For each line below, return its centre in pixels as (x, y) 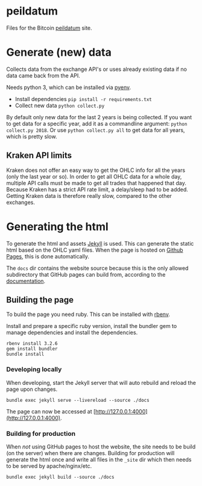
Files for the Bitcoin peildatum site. (49, 28)
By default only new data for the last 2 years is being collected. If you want (99, 117)
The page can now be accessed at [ (51, 411)
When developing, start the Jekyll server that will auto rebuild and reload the (101, 383)
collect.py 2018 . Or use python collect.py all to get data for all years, (96, 130)
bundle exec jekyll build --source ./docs (60, 477)
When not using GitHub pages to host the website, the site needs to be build (101, 447)
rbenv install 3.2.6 (32, 344)
